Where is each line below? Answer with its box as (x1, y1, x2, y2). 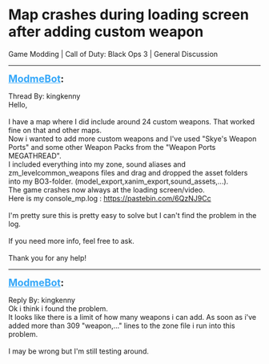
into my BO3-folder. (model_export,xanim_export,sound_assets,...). (8, 176, 229, 186)
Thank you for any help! (8, 253, 86, 262)
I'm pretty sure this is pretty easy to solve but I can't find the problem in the (8, 210, 257, 220)
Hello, (8, 99, 28, 109)
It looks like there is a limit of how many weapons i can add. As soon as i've (8, 312, 257, 322)
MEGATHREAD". (8, 151, 62, 160)
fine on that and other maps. (8, 125, 102, 135)
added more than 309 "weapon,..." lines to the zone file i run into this (8, 321, 235, 330)
